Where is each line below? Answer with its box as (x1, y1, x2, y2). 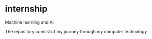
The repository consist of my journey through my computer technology (5, 28, 147, 34)
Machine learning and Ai (5, 19, 54, 25)
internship (5, 3, 48, 14)
